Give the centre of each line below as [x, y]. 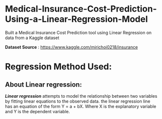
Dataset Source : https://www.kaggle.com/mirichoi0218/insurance [72, 47]
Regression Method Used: [58, 67]
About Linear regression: [44, 84]
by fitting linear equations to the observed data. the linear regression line [78, 101]
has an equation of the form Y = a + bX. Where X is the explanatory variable [81, 106]
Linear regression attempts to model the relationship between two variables [81, 96]
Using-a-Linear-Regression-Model [76, 19]
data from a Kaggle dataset [32, 38]
